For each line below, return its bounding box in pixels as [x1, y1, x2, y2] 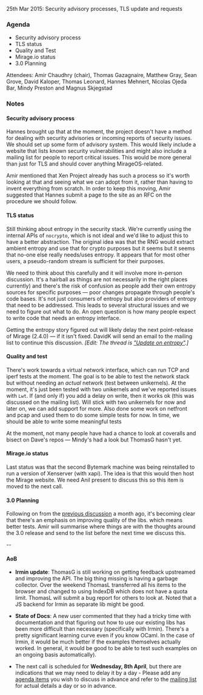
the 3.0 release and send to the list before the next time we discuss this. [6, 529, 186, 537]
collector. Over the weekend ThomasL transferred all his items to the [15, 582, 187, 589]
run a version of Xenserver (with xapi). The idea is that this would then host [6, 470, 195, 477]
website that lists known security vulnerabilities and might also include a [6, 147, 187, 155]
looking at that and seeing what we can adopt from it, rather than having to [6, 178, 193, 186]
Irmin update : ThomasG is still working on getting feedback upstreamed [15, 568, 196, 576]
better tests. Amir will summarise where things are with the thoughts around [6, 523, 196, 530]
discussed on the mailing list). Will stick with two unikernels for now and [6, 398, 186, 406]
